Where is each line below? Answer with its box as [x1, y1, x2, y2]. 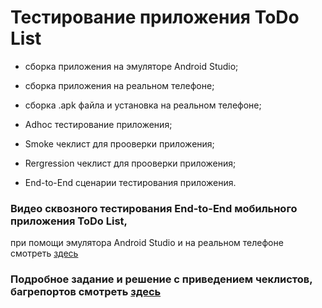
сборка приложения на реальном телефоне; [24, 79, 215, 91]
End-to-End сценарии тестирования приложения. [24, 176, 237, 188]
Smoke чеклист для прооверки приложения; [24, 137, 215, 150]
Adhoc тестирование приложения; [24, 118, 173, 130]
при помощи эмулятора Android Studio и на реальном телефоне [10, 237, 284, 249]
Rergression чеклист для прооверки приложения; [24, 157, 237, 169]
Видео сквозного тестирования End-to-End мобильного [10, 201, 298, 215]
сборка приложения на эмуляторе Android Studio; [24, 60, 239, 72]
